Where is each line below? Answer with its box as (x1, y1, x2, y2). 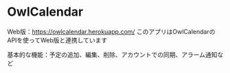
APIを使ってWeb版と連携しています (7, 35, 108, 44)
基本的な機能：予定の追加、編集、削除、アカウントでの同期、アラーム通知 (7, 50, 218, 59)
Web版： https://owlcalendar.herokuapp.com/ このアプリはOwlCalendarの (7, 27, 216, 35)
